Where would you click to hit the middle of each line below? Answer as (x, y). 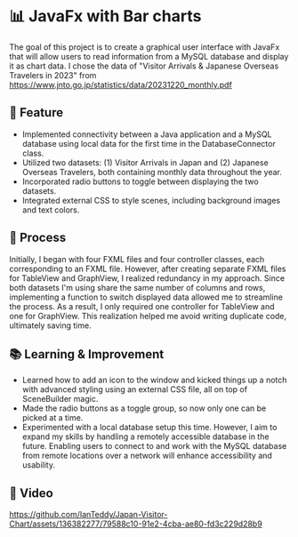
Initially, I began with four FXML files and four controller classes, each (137, 259)
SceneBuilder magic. (60, 399)
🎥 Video (31, 493)
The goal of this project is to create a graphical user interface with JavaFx (145, 47)
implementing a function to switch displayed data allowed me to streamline (146, 297)
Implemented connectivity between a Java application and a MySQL (147, 134)
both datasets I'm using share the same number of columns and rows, (137, 287)
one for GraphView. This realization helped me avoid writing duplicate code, (148, 316)
